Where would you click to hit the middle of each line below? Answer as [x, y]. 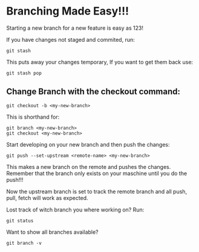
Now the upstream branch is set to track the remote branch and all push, [97, 191]
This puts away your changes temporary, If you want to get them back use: [100, 62]
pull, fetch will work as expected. [47, 197]
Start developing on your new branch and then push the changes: [88, 144]
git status [20, 220]
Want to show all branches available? [52, 232]
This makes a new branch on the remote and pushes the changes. [89, 167]
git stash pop [24, 73]
